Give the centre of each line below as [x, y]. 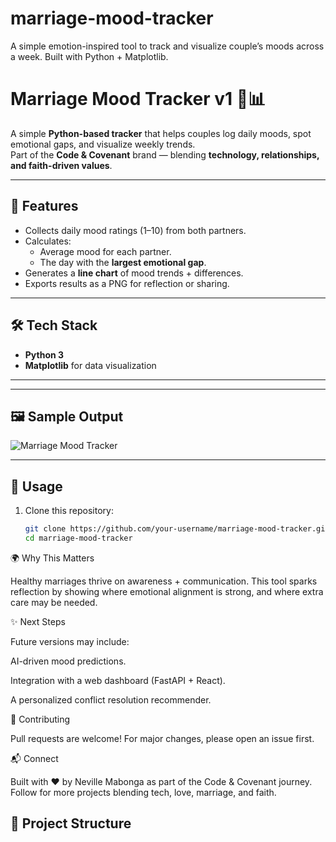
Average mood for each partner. [105, 251]
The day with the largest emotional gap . [123, 262]
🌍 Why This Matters [52, 558]
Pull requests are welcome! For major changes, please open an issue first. [162, 738]
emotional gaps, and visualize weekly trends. [103, 144]
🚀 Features [44, 206]
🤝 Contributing [40, 719]
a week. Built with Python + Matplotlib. [89, 56]
